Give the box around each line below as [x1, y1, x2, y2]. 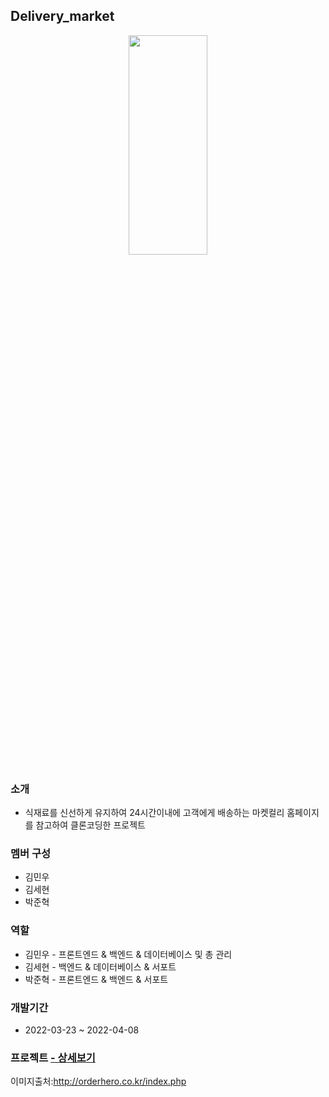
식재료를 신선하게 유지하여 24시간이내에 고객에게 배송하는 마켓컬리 [24, 807, 285, 819]
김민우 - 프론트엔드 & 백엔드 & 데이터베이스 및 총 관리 [24, 948, 233, 960]
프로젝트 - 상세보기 [10, 1050, 96, 1064]
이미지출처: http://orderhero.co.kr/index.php [10, 1075, 187, 1088]
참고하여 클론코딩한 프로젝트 [35, 819, 146, 831]
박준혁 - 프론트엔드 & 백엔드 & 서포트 [24, 973, 169, 985]
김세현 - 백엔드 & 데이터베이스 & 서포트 [24, 960, 177, 973]
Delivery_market [10, 8, 115, 25]
